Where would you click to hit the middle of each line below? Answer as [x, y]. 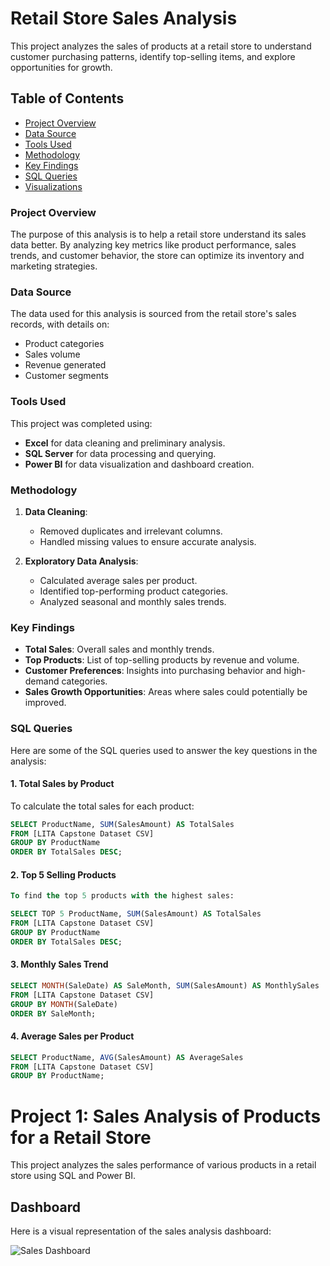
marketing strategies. [54, 266]
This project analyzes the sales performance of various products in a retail [163, 1165]
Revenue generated [65, 365]
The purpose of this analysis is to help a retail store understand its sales [158, 234]
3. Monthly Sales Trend [59, 964]
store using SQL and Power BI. [73, 1176]
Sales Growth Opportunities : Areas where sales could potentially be [166, 692]
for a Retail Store [81, 1137]
